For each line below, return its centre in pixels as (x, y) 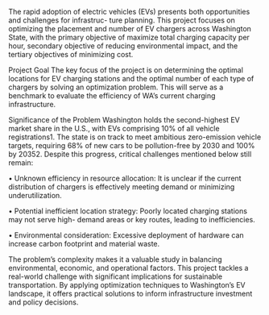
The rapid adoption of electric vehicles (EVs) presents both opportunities (129, 12)
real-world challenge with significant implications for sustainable (116, 276)
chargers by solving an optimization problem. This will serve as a (116, 87)
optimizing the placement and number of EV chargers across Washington (130, 29)
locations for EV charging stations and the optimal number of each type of (131, 79)
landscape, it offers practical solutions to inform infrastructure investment (130, 294)
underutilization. (35, 195)
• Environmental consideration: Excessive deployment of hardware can (126, 235)
